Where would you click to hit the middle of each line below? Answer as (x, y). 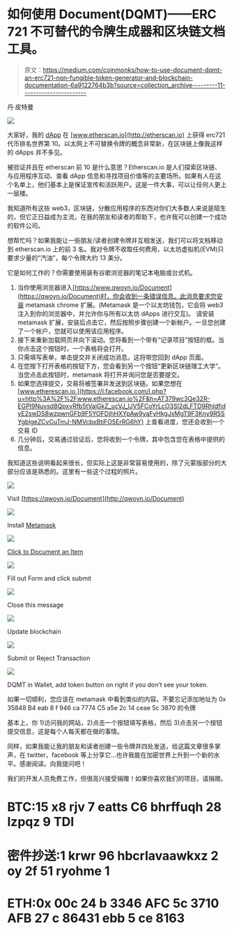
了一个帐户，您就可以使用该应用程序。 (72, 331)
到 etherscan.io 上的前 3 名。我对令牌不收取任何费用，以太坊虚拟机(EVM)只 (116, 249)
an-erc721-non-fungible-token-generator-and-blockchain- (109, 77)
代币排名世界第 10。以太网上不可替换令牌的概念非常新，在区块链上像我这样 (115, 143)
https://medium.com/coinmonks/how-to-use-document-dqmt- (133, 70)
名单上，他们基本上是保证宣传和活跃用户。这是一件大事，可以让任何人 (114, 184)
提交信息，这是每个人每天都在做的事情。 (65, 731)
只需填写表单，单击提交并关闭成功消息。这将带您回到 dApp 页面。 (112, 357)
